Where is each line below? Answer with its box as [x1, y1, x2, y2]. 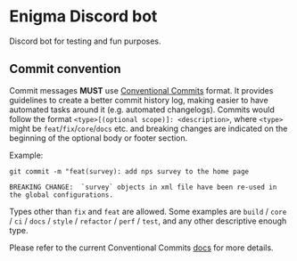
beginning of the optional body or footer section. [9, 132, 188, 143]
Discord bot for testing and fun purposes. [9, 36, 162, 46]
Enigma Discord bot [9, 6, 158, 27]
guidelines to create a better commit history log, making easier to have [9, 94, 269, 105]
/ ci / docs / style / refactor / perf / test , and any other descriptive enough [9, 216, 287, 226]
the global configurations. [9, 190, 114, 200]
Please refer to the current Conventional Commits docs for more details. [9, 242, 274, 253]
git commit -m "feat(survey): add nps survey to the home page [9, 167, 250, 175]
